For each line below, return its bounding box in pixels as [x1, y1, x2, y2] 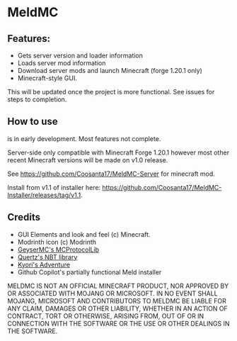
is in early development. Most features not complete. [7, 134, 161, 142]
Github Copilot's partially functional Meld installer [17, 267, 162, 276]
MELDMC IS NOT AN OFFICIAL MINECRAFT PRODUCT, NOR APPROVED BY [7, 281, 229, 290]
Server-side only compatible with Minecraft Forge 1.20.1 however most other [7, 148, 230, 157]
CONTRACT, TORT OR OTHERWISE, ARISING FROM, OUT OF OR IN [7, 311, 204, 320]
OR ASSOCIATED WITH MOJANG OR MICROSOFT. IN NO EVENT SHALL [7, 289, 218, 298]
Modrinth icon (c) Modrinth [17, 237, 97, 246]
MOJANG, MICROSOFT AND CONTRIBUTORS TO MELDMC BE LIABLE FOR [7, 296, 226, 305]
